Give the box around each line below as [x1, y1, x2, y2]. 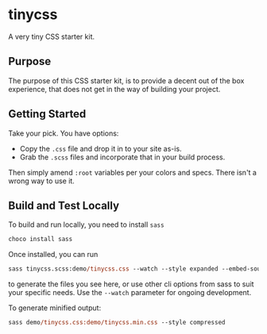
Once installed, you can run [8, 250, 99, 259]
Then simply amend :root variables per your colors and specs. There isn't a [8, 167, 257, 177]
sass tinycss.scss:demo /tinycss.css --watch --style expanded [8, 265, 219, 273]
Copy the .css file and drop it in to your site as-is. [19, 144, 182, 153]
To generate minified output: [8, 303, 102, 313]
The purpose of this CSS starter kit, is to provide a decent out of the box [8, 75, 245, 85]
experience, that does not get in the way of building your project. [8, 84, 221, 94]
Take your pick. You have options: [8, 129, 119, 138]
